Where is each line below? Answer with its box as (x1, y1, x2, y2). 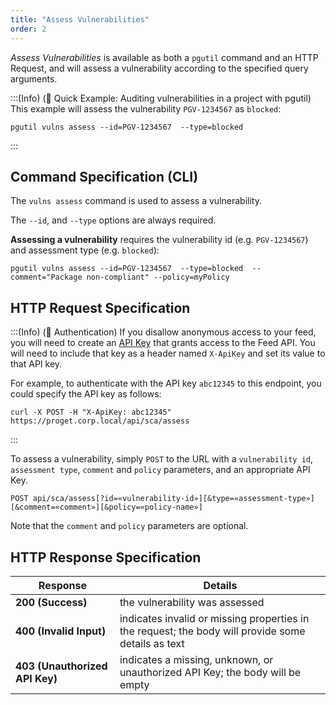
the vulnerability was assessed (119, 595, 265, 609)
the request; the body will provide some (119, 624, 306, 638)
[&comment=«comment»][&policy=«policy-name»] (10, 502, 203, 513)
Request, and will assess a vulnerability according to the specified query (10, 62, 309, 74)
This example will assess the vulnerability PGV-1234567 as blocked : (10, 102, 282, 115)
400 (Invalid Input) (15, 624, 107, 638)
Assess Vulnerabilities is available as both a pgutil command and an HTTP (10, 51, 319, 63)
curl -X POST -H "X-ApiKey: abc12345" (10, 407, 172, 418)
